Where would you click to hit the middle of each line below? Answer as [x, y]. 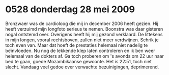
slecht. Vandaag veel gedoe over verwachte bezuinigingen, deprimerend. [82, 67]
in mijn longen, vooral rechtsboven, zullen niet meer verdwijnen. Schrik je [82, 40]
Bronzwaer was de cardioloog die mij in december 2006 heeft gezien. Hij [82, 23]
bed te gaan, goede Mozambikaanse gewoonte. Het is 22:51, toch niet [78, 61]
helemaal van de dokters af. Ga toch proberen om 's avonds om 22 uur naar [84, 56]
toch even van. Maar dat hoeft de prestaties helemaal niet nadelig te [77, 45]
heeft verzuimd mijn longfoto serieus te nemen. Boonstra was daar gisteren [84, 29]
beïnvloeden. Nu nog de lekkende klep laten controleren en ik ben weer [80, 51]
